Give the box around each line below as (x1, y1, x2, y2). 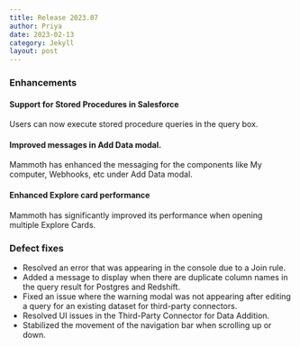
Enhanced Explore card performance (9, 190, 150, 201)
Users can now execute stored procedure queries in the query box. (9, 119, 259, 130)
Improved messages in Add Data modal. (9, 139, 162, 150)
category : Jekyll (9, 38, 75, 48)
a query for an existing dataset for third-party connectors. (22, 300, 238, 311)
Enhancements (9, 77, 77, 89)
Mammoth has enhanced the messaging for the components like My (9, 160, 263, 170)
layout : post (9, 47, 59, 56)
